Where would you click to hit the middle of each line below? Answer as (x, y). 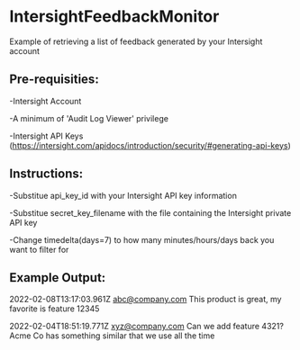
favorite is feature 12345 (55, 309)
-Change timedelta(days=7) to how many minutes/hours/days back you (142, 239)
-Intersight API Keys (46, 136)
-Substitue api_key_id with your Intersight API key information (123, 195)
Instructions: (46, 174)
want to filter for (39, 249)
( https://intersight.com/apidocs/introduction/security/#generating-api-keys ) (150, 145)
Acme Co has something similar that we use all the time (112, 336)
